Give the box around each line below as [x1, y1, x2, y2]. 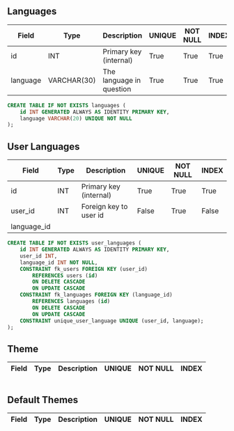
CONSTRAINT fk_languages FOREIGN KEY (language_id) [19, 292, 173, 299]
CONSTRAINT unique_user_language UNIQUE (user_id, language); [19, 317, 204, 324]
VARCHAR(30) [47, 75, 96, 85]
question [102, 84, 132, 93]
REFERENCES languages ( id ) [32, 298, 111, 305]
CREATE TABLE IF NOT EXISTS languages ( [7, 102, 127, 109]
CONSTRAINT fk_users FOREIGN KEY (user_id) [19, 265, 148, 272]
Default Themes [7, 393, 79, 406]
